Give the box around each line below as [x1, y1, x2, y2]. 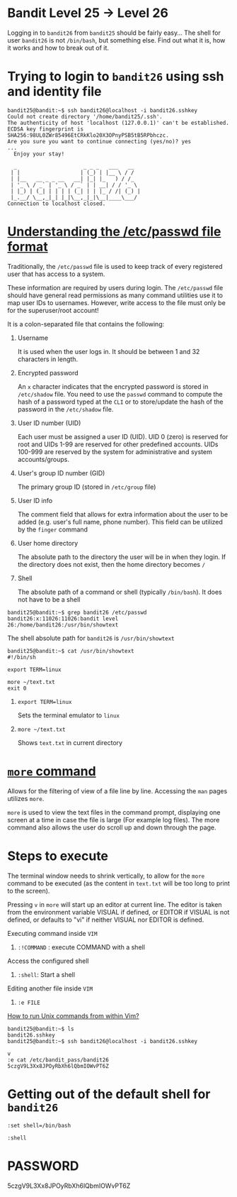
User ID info [17, 496, 53, 504]
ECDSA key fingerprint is [7, 126, 83, 133]
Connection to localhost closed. [7, 200, 106, 207]
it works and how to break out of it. [7, 43, 110, 52]
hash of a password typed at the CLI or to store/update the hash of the [17, 397, 224, 406]
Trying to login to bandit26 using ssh [7, 69, 224, 84]
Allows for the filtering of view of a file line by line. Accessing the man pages [7, 786, 228, 795]
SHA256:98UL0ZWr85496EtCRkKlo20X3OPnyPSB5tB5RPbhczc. [7, 131, 170, 139]
